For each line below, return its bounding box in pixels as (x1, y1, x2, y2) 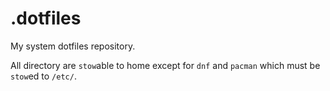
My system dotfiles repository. (10, 40, 136, 52)
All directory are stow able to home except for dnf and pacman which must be (10, 59, 321, 71)
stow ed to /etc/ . (10, 70, 77, 82)
